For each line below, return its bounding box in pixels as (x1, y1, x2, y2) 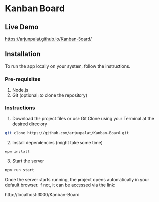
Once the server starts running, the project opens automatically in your (5, 177, 150, 183)
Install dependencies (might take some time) (12, 140, 103, 146)
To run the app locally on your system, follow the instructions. (5, 63, 131, 69)
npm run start (5, 168, 35, 173)
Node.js (12, 87, 29, 93)
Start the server (12, 158, 44, 164)
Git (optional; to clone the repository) (12, 92, 88, 98)
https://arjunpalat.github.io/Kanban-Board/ (5, 36, 92, 42)
